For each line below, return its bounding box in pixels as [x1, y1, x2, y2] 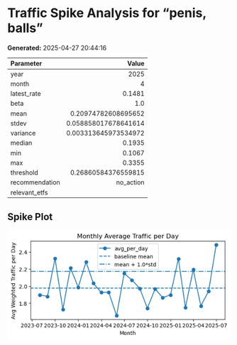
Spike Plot [7, 211, 53, 223]
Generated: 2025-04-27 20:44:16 [7, 43, 107, 52]
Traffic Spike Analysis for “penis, [7, 5, 207, 21]
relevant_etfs [10, 188, 48, 197]
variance [10, 129, 36, 138]
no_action [116, 178, 145, 187]
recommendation [10, 178, 60, 187]
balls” [7, 20, 43, 36]
